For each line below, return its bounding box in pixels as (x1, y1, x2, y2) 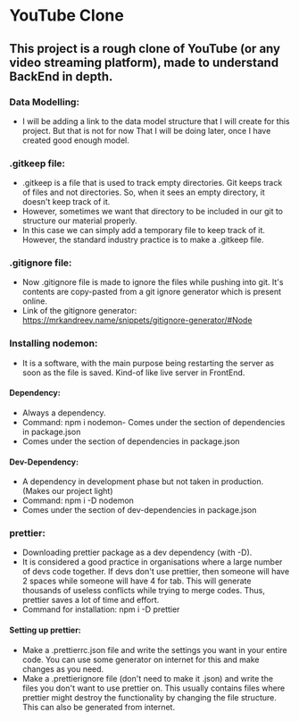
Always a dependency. (21, 407, 106, 418)
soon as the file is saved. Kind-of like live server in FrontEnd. (21, 367, 245, 378)
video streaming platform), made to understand (9, 54, 279, 70)
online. (21, 296, 47, 306)
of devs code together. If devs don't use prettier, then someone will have (21, 566, 290, 577)
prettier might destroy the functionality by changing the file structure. (21, 692, 277, 702)
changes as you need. (21, 663, 104, 675)
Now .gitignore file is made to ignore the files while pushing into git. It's (21, 277, 284, 288)
